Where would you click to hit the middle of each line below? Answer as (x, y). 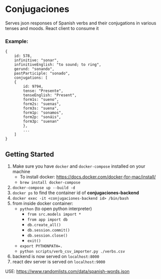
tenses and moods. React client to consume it (52, 28)
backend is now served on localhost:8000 (56, 257)
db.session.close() (48, 236)
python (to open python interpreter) (56, 209)
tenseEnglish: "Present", (50, 95)
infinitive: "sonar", (36, 60)
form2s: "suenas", (42, 104)
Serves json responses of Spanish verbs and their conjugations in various (81, 23)
